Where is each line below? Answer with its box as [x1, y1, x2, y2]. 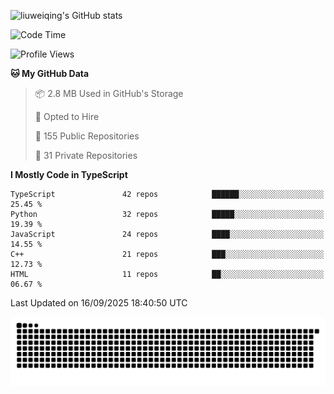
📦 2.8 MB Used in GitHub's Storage [34, 88, 184, 99]
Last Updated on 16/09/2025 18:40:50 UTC [10, 297, 188, 309]
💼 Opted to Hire [34, 111, 100, 122]
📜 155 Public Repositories [34, 130, 140, 142]
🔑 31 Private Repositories [34, 150, 138, 161]
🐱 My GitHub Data [10, 68, 90, 79]
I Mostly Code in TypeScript [10, 169, 128, 180]
